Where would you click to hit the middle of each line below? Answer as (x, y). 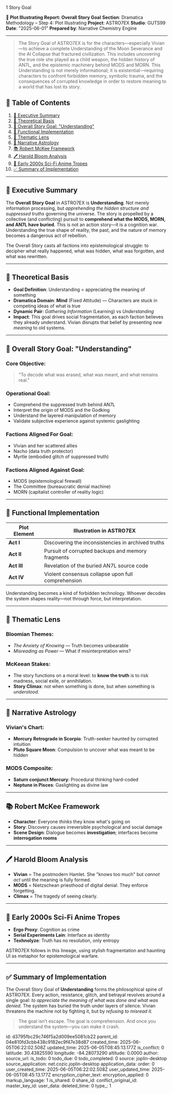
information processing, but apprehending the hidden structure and (77, 208)
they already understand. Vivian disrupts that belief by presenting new (88, 322)
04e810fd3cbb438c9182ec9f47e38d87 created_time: (62, 1042)
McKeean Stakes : (28, 664)
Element (24, 534)
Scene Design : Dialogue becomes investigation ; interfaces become (85, 832)
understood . (26, 691)
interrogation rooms (35, 838)
